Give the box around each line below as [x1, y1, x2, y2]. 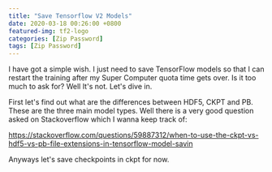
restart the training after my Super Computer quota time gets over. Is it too [8, 73, 257, 83]
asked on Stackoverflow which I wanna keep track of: [8, 114, 188, 124]
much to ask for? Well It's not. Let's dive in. [8, 82, 153, 92]
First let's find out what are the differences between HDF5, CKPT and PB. [8, 97, 253, 107]
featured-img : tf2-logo [8, 27, 89, 35]
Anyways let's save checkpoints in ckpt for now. [8, 155, 170, 165]
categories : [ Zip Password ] [8, 34, 104, 43]
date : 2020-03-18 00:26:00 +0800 [8, 19, 122, 28]
